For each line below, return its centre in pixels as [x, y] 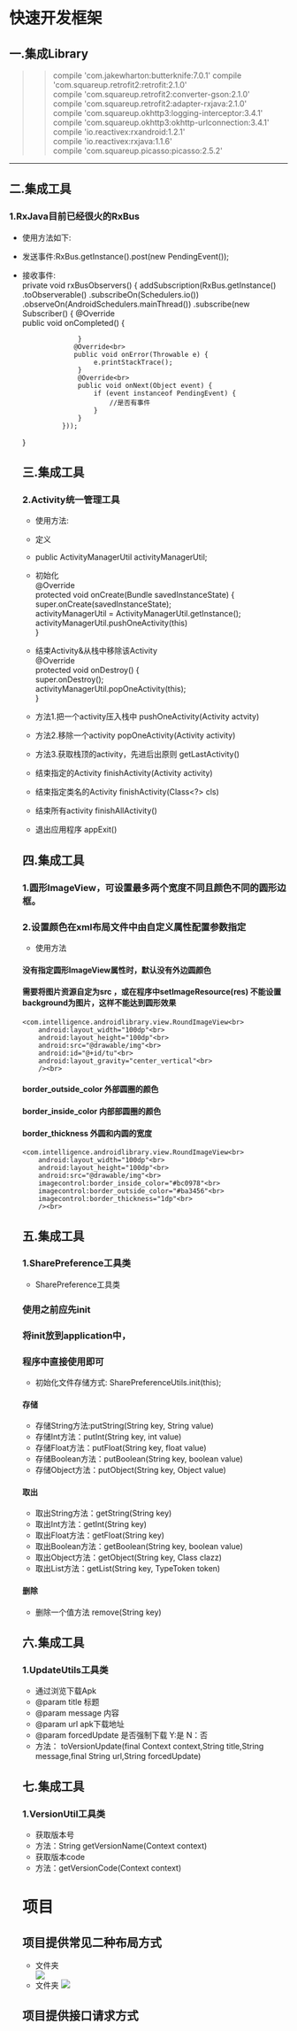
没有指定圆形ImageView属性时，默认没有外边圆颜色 [117, 970]
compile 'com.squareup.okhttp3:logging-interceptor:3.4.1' [158, 113]
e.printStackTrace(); [133, 362]
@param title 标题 [67, 1702]
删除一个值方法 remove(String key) [98, 1612]
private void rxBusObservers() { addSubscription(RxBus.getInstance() [149, 285]
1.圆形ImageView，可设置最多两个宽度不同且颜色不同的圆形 [149, 888]
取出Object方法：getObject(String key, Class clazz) [129, 1558]
